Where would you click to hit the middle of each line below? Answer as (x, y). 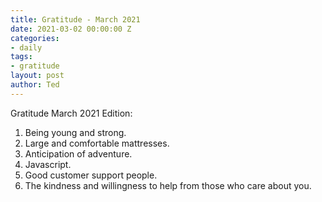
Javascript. (48, 164)
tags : (21, 57)
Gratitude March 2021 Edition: (71, 113)
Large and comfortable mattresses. (97, 143)
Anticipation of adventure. (78, 153)
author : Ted (35, 85)
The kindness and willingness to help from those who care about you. (168, 185)
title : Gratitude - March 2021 (75, 19)
